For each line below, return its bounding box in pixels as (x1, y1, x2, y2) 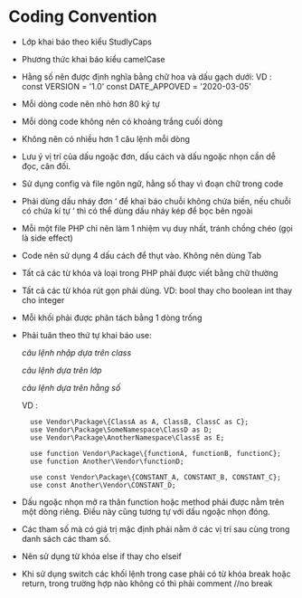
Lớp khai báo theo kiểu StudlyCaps (21, 36, 153, 47)
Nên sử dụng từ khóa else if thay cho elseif (21, 550, 183, 562)
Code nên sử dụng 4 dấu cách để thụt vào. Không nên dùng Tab (21, 250, 262, 261)
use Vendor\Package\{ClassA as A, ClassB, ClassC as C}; (30, 417, 250, 426)
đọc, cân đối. (21, 160, 71, 171)
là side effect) (21, 233, 73, 243)
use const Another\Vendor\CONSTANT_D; (30, 480, 176, 489)
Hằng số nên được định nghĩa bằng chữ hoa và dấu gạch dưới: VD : (21, 71, 272, 82)
